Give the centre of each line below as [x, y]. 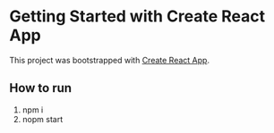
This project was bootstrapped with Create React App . [110, 60]
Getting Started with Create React [137, 17]
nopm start [43, 119]
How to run [41, 88]
